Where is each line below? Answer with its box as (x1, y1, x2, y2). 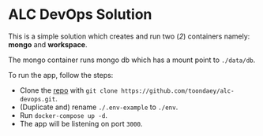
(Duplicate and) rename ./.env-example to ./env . (19, 102, 178, 112)
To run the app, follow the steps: (8, 70, 114, 79)
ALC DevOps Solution (8, 6, 152, 24)
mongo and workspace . (8, 39, 88, 49)
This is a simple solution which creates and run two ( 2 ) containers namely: (8, 31, 250, 41)
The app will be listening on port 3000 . (19, 119, 143, 128)
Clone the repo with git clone (19, 85, 118, 95)
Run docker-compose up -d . (19, 110, 108, 119)
